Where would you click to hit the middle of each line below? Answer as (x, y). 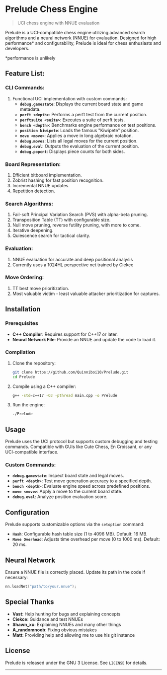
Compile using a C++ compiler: (44, 386)
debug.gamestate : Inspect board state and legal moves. (68, 476)
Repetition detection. (34, 191)
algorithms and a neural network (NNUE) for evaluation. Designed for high (81, 38)
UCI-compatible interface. (32, 452)
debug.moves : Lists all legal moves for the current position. (79, 141)
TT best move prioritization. (41, 288)
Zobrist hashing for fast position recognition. (58, 180)
